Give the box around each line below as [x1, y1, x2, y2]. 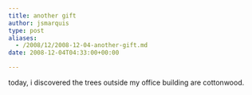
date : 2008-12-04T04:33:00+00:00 [8, 49, 120, 57]
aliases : [8, 34, 37, 42]
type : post [8, 26, 45, 34]
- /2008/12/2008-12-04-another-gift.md [15, 42, 148, 49]
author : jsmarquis [8, 19, 69, 27]
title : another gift [8, 11, 77, 20]
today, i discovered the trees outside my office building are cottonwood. [8, 77, 245, 87]
